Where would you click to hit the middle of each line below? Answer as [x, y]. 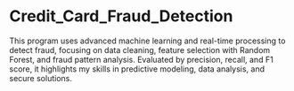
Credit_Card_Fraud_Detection [121, 16]
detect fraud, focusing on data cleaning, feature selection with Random [140, 49]
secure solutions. [41, 78]
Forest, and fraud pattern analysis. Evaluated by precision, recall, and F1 [141, 59]
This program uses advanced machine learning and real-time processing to [147, 41]
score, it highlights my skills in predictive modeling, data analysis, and [137, 69]
